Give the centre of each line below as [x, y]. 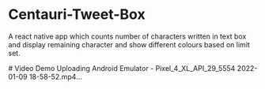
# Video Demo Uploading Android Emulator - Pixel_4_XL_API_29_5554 [122, 68]
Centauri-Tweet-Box [77, 15]
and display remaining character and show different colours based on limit [129, 44]
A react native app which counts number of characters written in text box [127, 36]
